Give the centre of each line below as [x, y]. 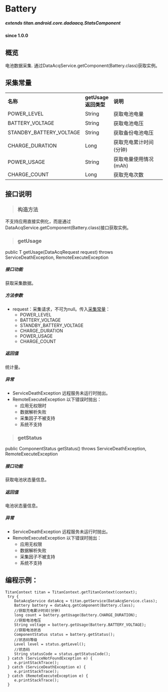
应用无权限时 [33, 405]
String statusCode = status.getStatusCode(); [62, 654]
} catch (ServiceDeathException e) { [46, 667]
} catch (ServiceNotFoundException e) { [50, 658]
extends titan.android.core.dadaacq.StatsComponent [63, 23]
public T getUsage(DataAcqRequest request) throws [59, 252]
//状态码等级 [26, 640]
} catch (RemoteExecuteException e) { [48, 676]
